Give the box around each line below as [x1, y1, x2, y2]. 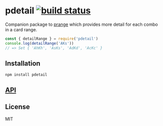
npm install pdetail [5, 72, 48, 77]
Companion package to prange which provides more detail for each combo [5, 21, 158, 27]
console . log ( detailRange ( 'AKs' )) [5, 41, 74, 46]
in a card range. [5, 26, 38, 32]
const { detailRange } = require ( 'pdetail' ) [5, 36, 98, 41]
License [5, 103, 30, 111]
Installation [5, 59, 41, 67]
